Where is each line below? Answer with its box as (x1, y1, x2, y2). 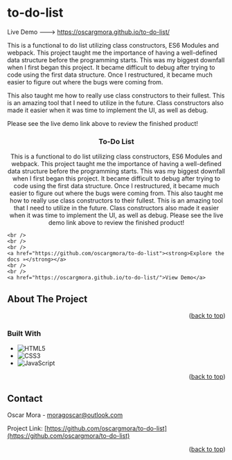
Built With (7, 329, 42, 338)
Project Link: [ (7, 424, 47, 433)
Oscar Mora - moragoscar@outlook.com (7, 411, 123, 419)
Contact (7, 392, 43, 404)
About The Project (7, 293, 88, 305)
